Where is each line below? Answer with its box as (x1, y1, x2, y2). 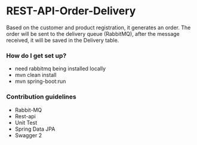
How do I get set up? (6, 51, 67, 60)
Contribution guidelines (6, 92, 76, 101)
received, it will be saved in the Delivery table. (6, 36, 119, 44)
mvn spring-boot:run (14, 78, 66, 85)
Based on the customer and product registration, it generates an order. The (6, 24, 191, 31)
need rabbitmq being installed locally (14, 65, 106, 72)
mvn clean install (14, 72, 57, 79)
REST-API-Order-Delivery (6, 4, 136, 18)
